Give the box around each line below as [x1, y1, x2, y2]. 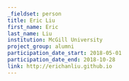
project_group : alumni [7, 43, 74, 50]
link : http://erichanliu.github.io [7, 63, 113, 70]
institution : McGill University [7, 37, 103, 44]
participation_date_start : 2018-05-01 [7, 50, 122, 57]
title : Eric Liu [7, 17, 55, 24]
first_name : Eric [7, 23, 59, 30]
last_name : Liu [7, 30, 52, 37]
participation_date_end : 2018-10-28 [7, 56, 116, 63]
